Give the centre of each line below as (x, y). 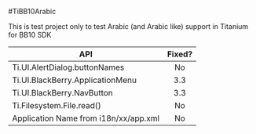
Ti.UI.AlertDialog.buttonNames (68, 67)
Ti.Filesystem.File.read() (57, 105)
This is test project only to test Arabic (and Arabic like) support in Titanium (128, 26)
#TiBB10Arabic (32, 11)
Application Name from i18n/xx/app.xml (86, 118)
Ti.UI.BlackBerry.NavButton (63, 93)
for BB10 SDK (30, 35)
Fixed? (180, 54)
